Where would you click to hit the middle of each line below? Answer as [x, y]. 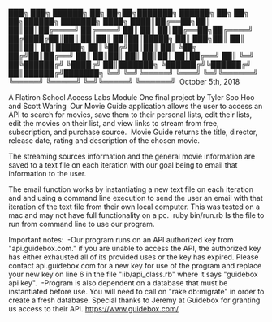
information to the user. [47, 174]
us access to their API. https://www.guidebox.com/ [93, 309]
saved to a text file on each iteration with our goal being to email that [123, 165]
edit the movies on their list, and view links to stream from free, [114, 123]
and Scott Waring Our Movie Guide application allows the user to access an [136, 106]
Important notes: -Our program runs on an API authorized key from [121, 239]
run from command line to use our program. [82, 224]
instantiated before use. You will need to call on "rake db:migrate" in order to [136, 292]
